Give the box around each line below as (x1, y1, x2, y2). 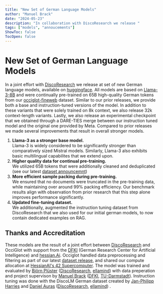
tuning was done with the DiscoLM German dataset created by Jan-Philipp (5, 278, 154, 284)
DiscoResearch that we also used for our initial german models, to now (12, 209, 154, 215)
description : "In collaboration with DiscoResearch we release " (5, 20, 140, 26)
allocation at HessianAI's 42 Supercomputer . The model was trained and (5, 262, 150, 268)
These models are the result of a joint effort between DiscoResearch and (5, 242, 150, 248)
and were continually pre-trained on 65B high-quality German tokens (16, 92, 154, 98)
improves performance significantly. (12, 194, 84, 200)
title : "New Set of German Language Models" (5, 7, 97, 12)
